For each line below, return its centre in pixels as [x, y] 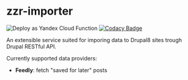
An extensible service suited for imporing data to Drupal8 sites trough [94, 40]
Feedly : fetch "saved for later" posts [61, 70]
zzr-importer [40, 11]
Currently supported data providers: [52, 58]
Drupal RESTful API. [32, 46]
